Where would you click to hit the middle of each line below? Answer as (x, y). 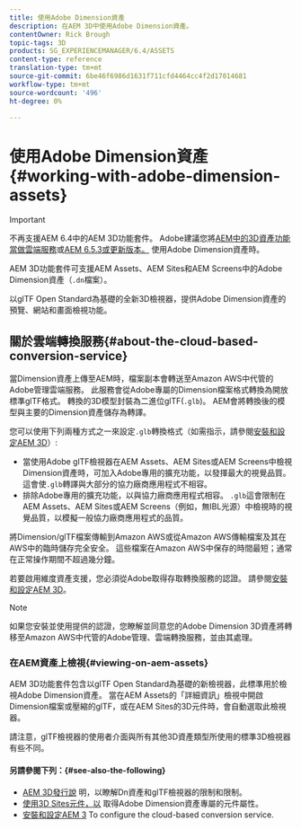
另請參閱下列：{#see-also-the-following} (88, 771)
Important (27, 220)
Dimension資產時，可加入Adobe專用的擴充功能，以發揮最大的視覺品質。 (156, 473)
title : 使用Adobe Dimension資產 (67, 18)
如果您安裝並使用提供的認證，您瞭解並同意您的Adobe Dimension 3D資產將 (147, 626)
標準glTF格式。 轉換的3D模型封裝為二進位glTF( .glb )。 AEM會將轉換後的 (143, 401)
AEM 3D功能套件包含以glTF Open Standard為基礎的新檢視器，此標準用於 (145, 684)
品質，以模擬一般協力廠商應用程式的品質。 (109, 518)
